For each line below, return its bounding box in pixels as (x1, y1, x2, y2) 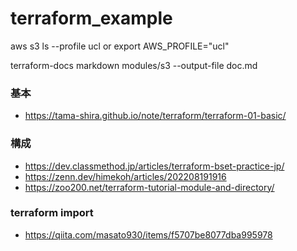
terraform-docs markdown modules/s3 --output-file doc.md (10, 59, 258, 71)
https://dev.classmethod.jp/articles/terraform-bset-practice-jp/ (24, 160, 285, 172)
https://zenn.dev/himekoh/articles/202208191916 (24, 170, 227, 182)
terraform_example (10, 7, 173, 30)
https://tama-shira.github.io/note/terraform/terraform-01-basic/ (24, 110, 287, 122)
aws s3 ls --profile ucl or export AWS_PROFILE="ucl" (10, 40, 230, 52)
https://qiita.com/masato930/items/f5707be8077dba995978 (24, 228, 273, 241)
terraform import (10, 206, 94, 220)
